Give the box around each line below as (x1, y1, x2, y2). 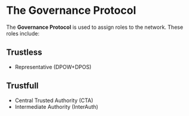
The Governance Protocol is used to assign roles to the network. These (6, 23, 184, 31)
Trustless (6, 47, 42, 58)
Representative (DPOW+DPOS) (14, 63, 92, 70)
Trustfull (6, 81, 39, 91)
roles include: (6, 29, 40, 37)
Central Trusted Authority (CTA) (14, 97, 94, 104)
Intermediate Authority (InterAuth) (14, 103, 99, 110)
